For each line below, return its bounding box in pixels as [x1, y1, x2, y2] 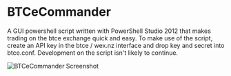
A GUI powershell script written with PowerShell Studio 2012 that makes [7, 27, 212, 35]
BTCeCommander [7, 4, 112, 20]
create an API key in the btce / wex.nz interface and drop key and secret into [7, 41, 225, 49]
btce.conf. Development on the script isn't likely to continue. [7, 49, 178, 57]
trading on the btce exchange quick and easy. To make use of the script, [7, 34, 213, 42]
